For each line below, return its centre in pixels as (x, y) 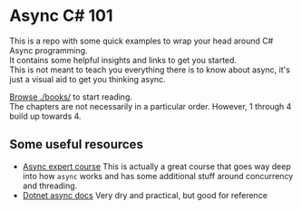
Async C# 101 (61, 16)
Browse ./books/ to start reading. (71, 97)
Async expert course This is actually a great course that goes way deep (157, 166)
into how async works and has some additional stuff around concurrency (158, 176)
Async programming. (49, 50)
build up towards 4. (45, 116)
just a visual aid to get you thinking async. (88, 79)
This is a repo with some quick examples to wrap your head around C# (141, 41)
